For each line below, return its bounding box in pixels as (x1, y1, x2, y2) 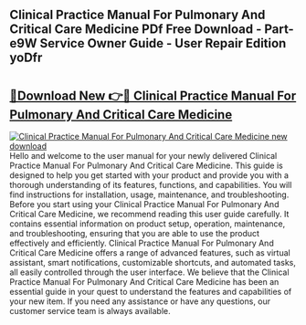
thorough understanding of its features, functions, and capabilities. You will (9, 180, 292, 190)
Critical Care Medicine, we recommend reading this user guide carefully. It (9, 209, 290, 219)
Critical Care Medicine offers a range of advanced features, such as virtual (9, 247, 290, 258)
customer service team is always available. (9, 306, 171, 316)
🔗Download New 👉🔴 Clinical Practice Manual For (9, 88, 297, 103)
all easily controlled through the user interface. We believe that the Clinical (9, 267, 290, 278)
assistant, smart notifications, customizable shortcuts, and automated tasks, (9, 257, 297, 267)
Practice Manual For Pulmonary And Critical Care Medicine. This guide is (9, 160, 283, 171)
